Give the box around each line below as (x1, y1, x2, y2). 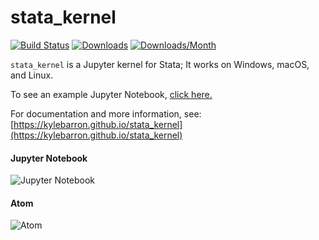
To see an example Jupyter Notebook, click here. (10, 88, 213, 100)
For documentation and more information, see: (10, 107, 202, 120)
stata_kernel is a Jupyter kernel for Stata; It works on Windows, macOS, (10, 58, 310, 70)
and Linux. (10, 69, 54, 81)
